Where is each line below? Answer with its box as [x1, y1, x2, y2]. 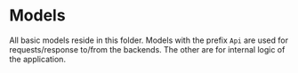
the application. [9, 53, 67, 64]
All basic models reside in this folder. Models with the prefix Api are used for [9, 35, 289, 45]
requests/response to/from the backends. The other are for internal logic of [9, 44, 286, 54]
